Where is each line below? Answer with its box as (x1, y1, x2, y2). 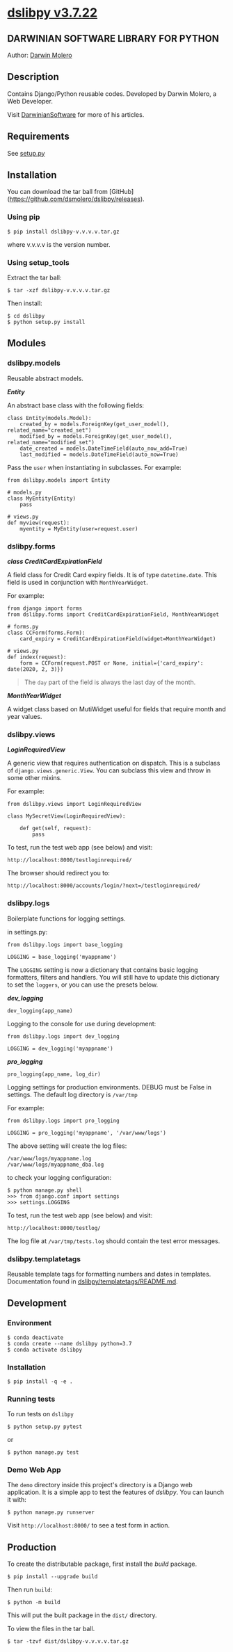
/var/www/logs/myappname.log (7, 1155, 92, 1162)
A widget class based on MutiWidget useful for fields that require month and (7, 705, 226, 713)
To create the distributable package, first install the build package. (7, 1560, 198, 1569)
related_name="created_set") (7, 426, 92, 434)
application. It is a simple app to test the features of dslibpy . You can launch (7, 1488, 225, 1496)
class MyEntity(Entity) (7, 495, 77, 502)
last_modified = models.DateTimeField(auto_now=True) (19, 451, 179, 458)
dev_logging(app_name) (7, 1007, 73, 1014)
